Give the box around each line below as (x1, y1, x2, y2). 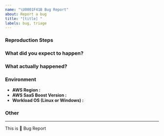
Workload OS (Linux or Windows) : (12, 97, 84, 103)
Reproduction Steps (5, 37, 54, 44)
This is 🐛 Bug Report (5, 125, 46, 131)
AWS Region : (12, 87, 41, 93)
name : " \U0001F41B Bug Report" (5, 7, 69, 12)
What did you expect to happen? (5, 50, 84, 57)
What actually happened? (5, 63, 67, 70)
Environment (5, 76, 37, 83)
